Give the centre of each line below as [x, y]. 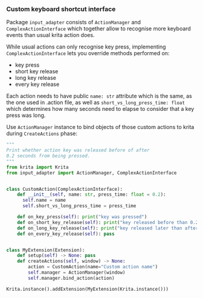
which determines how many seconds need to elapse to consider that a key [100, 109]
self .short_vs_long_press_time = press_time [79, 206]
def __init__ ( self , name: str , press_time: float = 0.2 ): [92, 195]
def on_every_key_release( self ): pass [66, 234]
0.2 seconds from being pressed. [48, 156]
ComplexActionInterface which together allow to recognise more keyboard [99, 28]
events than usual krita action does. [50, 35]
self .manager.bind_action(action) [71, 278]
